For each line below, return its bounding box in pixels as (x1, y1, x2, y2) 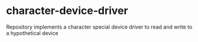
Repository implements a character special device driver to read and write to (6, 23, 193, 30)
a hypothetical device (6, 29, 59, 36)
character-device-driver (6, 4, 128, 17)
